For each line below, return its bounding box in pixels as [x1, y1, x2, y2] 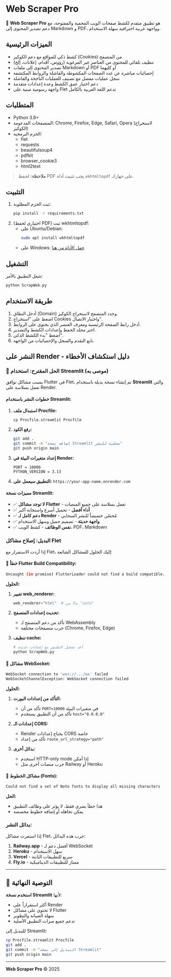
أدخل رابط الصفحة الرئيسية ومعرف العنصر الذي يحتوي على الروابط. [13, 321, 141, 327]
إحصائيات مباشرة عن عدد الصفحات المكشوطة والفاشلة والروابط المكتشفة [13, 70, 154, 76]
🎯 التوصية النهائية [6, 878, 53, 887]
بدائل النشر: [6, 821, 32, 828]
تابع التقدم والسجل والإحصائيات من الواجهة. [13, 337, 94, 344]
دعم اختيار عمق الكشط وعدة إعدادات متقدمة [13, 80, 98, 87]
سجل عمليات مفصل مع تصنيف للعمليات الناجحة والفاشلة [13, 75, 120, 81]
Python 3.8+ [13, 114, 40, 120]
